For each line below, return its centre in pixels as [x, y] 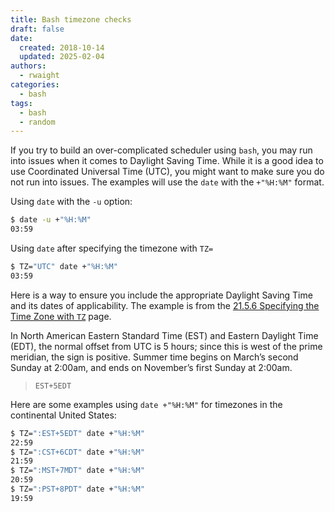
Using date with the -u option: [71, 202]
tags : [21, 103]
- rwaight [39, 76]
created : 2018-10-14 [62, 47]
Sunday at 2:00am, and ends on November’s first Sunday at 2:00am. [151, 367]
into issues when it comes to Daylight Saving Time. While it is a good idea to [167, 161]
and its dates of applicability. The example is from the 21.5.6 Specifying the [165, 305]
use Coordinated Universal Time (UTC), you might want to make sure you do [167, 172]
